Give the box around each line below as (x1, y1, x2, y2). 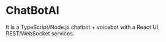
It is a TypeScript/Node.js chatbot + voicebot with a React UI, (6, 23, 160, 31)
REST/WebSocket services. (6, 29, 75, 37)
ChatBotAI (6, 4, 59, 17)
